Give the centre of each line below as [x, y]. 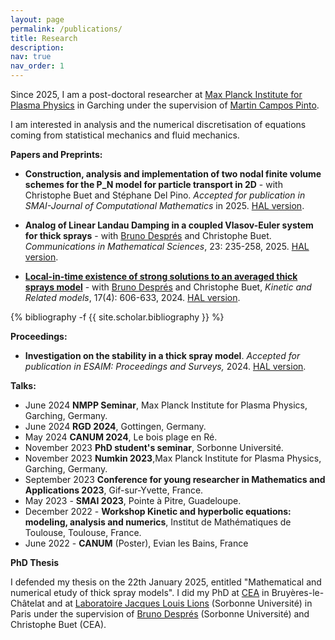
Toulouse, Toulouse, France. [83, 532]
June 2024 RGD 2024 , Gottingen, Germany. [115, 426]
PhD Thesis [35, 562]
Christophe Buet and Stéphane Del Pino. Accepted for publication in [165, 195]
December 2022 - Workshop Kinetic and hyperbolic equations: [158, 511]
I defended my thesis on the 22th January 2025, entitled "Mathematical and [166, 582]
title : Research [44, 38]
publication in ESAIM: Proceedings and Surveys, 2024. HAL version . [165, 366]
